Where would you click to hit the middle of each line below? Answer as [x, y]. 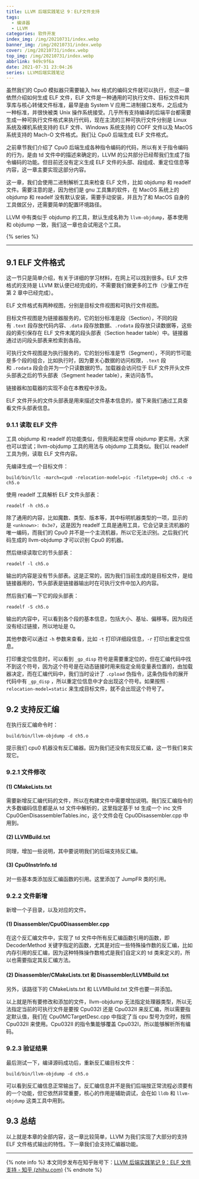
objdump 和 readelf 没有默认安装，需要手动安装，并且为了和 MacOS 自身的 [98, 197]
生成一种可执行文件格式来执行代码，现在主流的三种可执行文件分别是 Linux [97, 120]
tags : [13, 17]
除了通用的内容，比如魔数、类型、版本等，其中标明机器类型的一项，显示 [94, 518]
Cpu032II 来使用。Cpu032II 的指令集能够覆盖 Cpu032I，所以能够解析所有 [96, 1024]
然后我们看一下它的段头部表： [42, 596]
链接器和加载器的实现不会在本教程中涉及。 [58, 388]
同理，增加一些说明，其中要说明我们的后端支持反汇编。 [73, 851]
